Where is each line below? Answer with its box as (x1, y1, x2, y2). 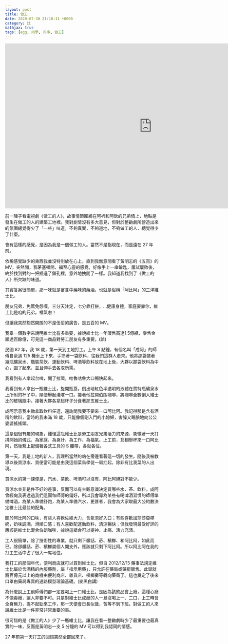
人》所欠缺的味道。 (5, 277, 44, 282)
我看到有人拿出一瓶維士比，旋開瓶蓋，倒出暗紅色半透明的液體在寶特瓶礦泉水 (5, 386, 159, 391)
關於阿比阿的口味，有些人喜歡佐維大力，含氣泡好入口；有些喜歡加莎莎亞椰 (5, 515, 154, 521)
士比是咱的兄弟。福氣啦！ (5, 309, 57, 315)
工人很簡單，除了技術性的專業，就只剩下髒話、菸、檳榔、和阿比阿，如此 (5, 538, 150, 543)
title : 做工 (5, 12, 28, 17)
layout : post (5, 7, 32, 12)
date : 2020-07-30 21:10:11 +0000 (5, 16, 73, 21)
